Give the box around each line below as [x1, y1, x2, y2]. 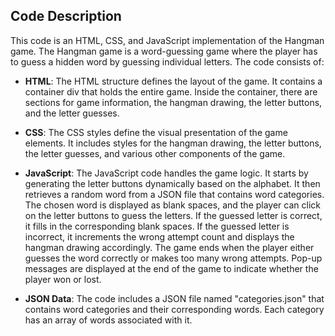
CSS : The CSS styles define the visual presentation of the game [24, 126, 288, 138]
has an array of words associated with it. [24, 314, 193, 326]
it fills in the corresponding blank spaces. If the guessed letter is [24, 220, 290, 232]
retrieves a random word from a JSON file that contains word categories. [24, 188, 325, 200]
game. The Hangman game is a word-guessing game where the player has [10, 45, 318, 57]
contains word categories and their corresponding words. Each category [24, 303, 325, 315]
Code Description [10, 8, 122, 25]
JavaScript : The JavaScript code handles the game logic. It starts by [24, 167, 309, 179]
